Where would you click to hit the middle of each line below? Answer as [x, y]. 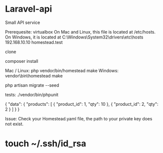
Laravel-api [29, 9]
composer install [22, 61]
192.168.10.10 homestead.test [34, 42]
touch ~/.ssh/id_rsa [46, 143]
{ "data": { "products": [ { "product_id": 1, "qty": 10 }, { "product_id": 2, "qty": [82, 104]
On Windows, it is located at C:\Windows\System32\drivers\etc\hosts [74, 37]
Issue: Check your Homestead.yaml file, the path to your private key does [79, 118]
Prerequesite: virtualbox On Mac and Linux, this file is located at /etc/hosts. [80, 32]
